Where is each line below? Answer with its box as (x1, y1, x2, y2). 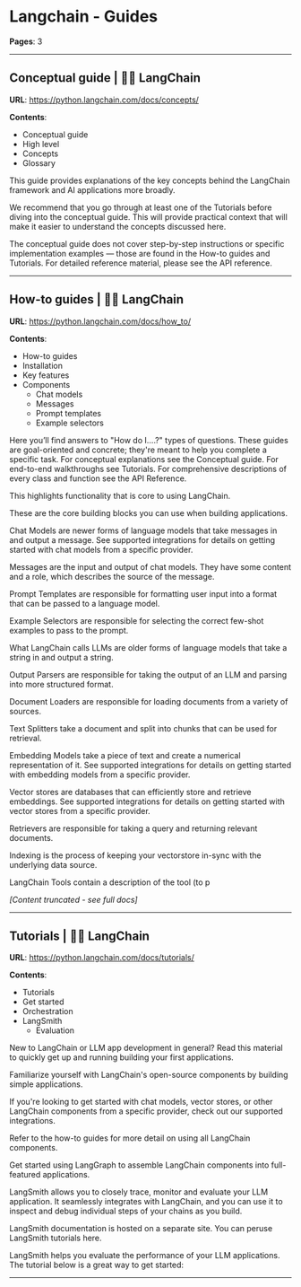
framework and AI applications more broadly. (9, 184, 176, 195)
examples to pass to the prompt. (9, 625, 129, 635)
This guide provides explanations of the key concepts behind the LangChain (9, 175, 290, 186)
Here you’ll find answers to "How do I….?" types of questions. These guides (9, 434, 288, 445)
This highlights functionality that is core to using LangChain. (9, 490, 231, 501)
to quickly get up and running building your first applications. (9, 1052, 235, 1063)
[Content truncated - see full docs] (9, 894, 138, 905)
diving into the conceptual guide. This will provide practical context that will (9, 211, 288, 222)
